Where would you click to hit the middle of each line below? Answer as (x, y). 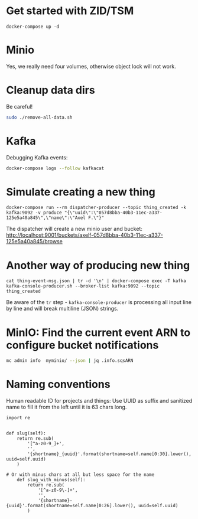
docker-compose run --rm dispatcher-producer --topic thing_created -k (96, 208)
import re (18, 418)
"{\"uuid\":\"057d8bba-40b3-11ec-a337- (113, 213)
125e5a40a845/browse (35, 241)
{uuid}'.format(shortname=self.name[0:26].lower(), (71, 506)
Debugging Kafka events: (37, 157)
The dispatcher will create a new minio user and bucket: (74, 229)
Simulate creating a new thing (81, 192)
